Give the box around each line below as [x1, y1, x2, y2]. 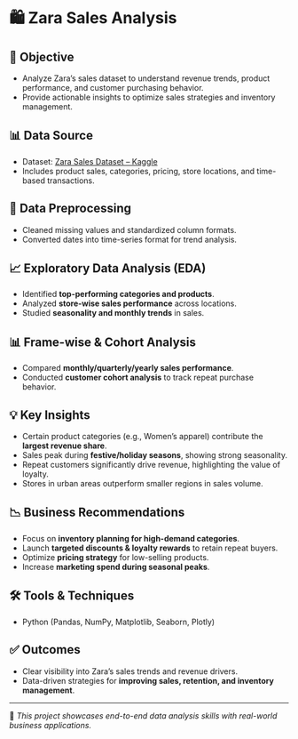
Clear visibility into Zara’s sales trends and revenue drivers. [21, 665, 238, 677]
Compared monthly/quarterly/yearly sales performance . [21, 363, 234, 374]
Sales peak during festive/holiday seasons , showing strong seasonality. [21, 450, 288, 461]
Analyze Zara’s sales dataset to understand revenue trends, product [21, 73, 271, 84]
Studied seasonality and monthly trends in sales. [21, 308, 205, 318]
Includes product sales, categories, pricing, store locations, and [21, 165, 255, 176]
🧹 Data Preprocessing [9, 201, 131, 216]
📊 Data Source [9, 128, 93, 143]
